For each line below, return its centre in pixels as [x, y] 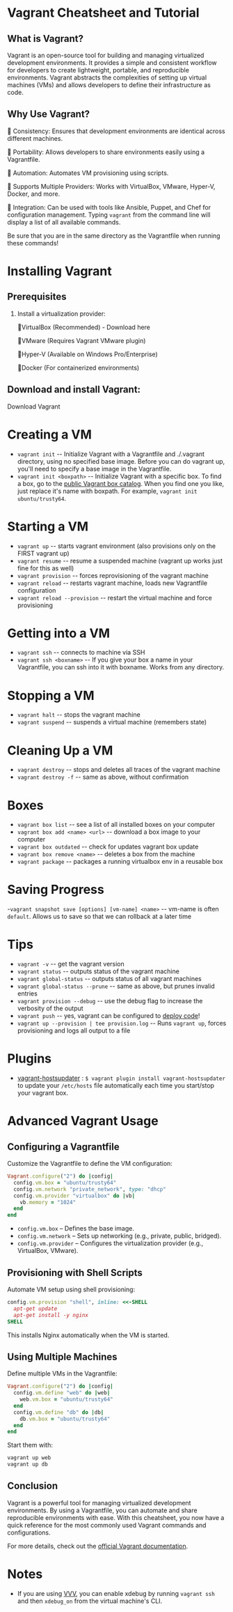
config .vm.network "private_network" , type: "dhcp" [90, 1189]
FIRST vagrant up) [43, 553]
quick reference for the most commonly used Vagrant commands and [107, 1525]
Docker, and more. [34, 194]
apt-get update [35, 1309]
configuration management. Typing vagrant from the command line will [109, 215]
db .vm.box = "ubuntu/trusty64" [65, 1419]
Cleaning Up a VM [60, 750]
